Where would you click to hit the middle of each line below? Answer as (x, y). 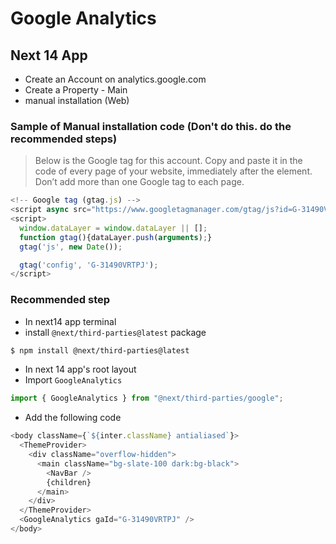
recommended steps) (64, 139)
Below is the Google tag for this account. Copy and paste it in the (168, 161)
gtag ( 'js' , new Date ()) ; (71, 247)
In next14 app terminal (70, 321)
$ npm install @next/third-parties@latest (100, 350)
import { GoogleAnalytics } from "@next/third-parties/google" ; (147, 398)
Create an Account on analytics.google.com (115, 79)
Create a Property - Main (76, 90)
